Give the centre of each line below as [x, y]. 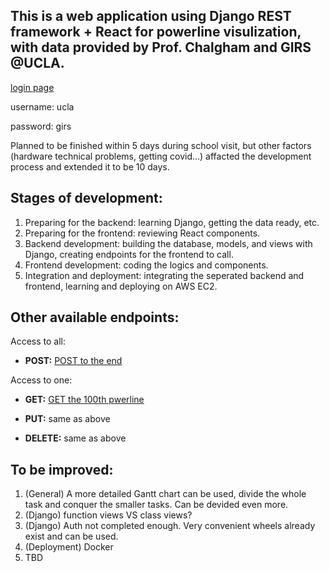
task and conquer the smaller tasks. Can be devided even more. [156, 505]
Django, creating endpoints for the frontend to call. [129, 254]
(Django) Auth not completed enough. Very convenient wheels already [170, 526]
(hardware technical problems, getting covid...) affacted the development [161, 156]
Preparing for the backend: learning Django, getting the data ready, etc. [172, 222]
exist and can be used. [71, 536]
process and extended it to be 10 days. [90, 166]
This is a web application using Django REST [151, 16]
